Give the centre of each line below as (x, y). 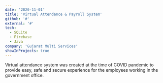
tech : (11, 28)
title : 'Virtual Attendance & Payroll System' (54, 14)
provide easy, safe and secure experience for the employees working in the (82, 70)
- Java (16, 42)
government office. (25, 75)
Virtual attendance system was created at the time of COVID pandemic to (80, 65)
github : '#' (17, 19)
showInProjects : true (27, 51)
